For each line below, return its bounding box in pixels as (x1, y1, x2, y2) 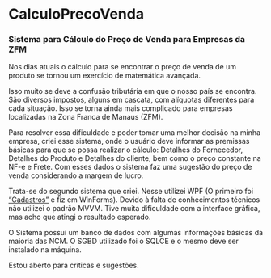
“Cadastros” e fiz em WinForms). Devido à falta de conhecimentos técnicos (8, 195, 260, 204)
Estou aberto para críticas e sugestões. (8, 260, 139, 271)
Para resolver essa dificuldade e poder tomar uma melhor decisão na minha (8, 128, 261, 137)
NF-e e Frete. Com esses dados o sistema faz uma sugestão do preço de (8, 162, 252, 172)
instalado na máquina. (8, 245, 83, 255)
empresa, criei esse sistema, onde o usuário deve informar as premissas (8, 137, 250, 146)
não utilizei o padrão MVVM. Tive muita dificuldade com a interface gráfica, (8, 204, 260, 213)
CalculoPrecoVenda (8, 5, 144, 23)
